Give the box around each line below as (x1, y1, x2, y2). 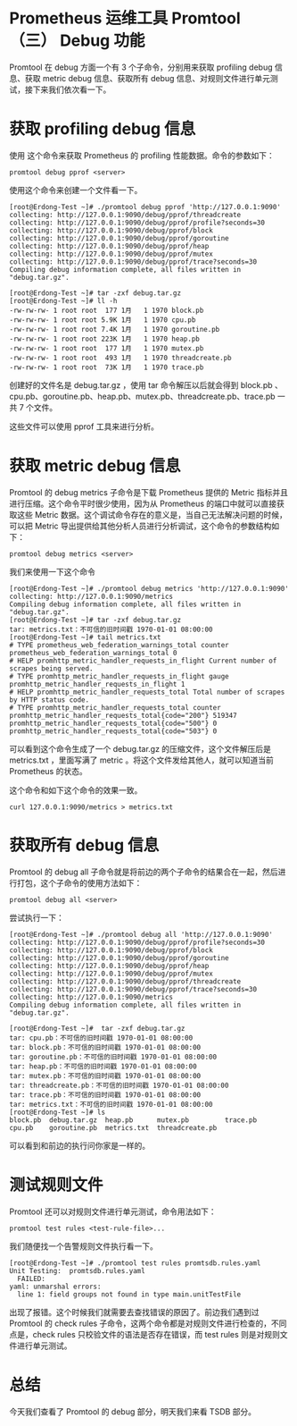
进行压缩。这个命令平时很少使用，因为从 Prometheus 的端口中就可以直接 (9, 498, 277, 509)
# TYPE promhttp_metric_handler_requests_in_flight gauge (9, 671, 229, 680)
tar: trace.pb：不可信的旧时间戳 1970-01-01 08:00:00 (9, 1090, 202, 1100)
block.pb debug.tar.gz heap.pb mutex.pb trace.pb (9, 1115, 257, 1125)
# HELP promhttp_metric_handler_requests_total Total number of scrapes (9, 688, 285, 696)
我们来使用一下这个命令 (9, 566, 95, 577)
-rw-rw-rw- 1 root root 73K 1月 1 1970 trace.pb (9, 363, 204, 372)
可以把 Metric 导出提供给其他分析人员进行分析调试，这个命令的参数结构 (9, 520, 272, 531)
